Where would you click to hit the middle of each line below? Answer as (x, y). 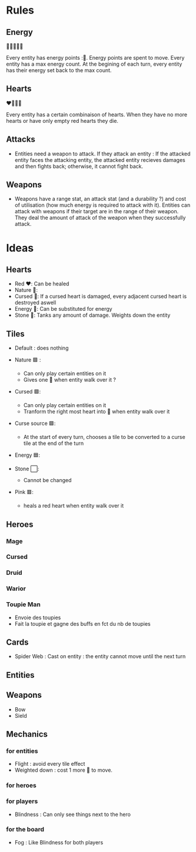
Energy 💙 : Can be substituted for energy (64, 309)
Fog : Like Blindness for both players (59, 842)
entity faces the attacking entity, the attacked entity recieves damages (100, 160)
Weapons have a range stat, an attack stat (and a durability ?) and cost (100, 199)
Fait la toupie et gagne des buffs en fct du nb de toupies (83, 623)
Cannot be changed (47, 480)
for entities (22, 751)
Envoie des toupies (38, 617)
